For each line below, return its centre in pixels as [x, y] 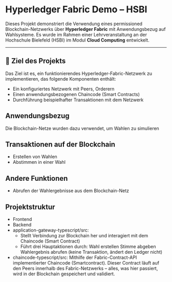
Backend [22, 225]
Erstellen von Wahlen [35, 157]
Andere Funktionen [37, 178]
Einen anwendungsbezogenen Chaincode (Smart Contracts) [76, 94]
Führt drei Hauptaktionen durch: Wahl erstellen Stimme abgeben [88, 247]
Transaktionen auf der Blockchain [60, 144]
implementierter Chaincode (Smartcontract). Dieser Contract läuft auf [86, 263]
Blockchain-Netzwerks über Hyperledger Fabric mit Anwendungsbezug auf [85, 29]
